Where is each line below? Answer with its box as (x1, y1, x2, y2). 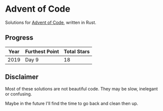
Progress (5, 34, 33, 42)
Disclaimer (5, 73, 39, 81)
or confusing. (5, 91, 32, 97)
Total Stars (63, 48, 90, 55)
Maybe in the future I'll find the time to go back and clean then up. (5, 100, 139, 106)
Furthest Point (25, 48, 59, 55)
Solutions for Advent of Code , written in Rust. (5, 19, 96, 25)
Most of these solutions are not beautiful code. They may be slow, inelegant (5, 86, 158, 92)
